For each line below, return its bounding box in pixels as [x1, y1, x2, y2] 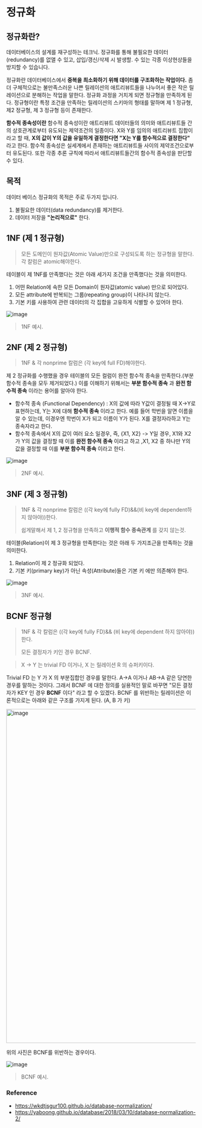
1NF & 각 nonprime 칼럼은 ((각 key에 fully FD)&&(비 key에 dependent [20, 506, 188, 513]
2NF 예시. [20, 469, 44, 477]
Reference [6, 1088, 37, 1097]
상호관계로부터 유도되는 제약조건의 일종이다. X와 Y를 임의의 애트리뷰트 [12, 127, 177, 134]
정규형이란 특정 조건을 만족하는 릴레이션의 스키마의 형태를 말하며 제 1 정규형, [14, 99, 192, 106]
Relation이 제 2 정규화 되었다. [14, 560, 85, 567]
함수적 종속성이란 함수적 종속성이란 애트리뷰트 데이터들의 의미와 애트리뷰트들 [6, 119, 186, 127]
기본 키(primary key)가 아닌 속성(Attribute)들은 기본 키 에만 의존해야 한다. [14, 567, 189, 574]
